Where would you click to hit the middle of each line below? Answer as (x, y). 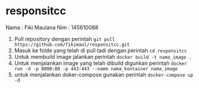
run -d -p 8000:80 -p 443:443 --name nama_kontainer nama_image (96, 69)
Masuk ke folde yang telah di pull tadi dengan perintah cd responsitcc (101, 50)
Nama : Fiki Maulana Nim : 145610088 (52, 27)
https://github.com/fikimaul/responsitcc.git (72, 45)
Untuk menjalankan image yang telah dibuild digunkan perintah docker (101, 63)
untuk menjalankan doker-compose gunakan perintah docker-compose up (104, 74)
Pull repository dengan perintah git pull (65, 39)
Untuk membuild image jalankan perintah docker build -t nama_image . (103, 56)
